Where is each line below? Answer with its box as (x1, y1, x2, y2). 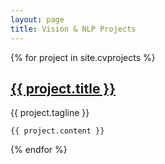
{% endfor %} (10, 144, 68, 156)
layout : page (10, 14, 65, 25)
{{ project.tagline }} (10, 107, 90, 119)
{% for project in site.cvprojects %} (10, 51, 156, 63)
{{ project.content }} (10, 126, 105, 136)
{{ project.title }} (10, 80, 117, 97)
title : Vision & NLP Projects (10, 24, 137, 34)
